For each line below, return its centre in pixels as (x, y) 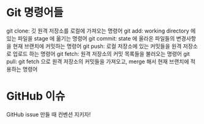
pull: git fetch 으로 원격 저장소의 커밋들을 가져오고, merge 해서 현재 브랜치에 (98, 61)
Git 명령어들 (35, 13)
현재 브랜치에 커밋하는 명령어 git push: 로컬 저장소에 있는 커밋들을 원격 (97, 46)
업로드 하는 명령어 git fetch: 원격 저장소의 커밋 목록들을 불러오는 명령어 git (101, 53)
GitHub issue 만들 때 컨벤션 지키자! (48, 114)
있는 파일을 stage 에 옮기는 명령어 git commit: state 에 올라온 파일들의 (91, 38)
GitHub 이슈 (36, 96)
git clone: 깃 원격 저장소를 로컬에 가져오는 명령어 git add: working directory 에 (101, 31)
